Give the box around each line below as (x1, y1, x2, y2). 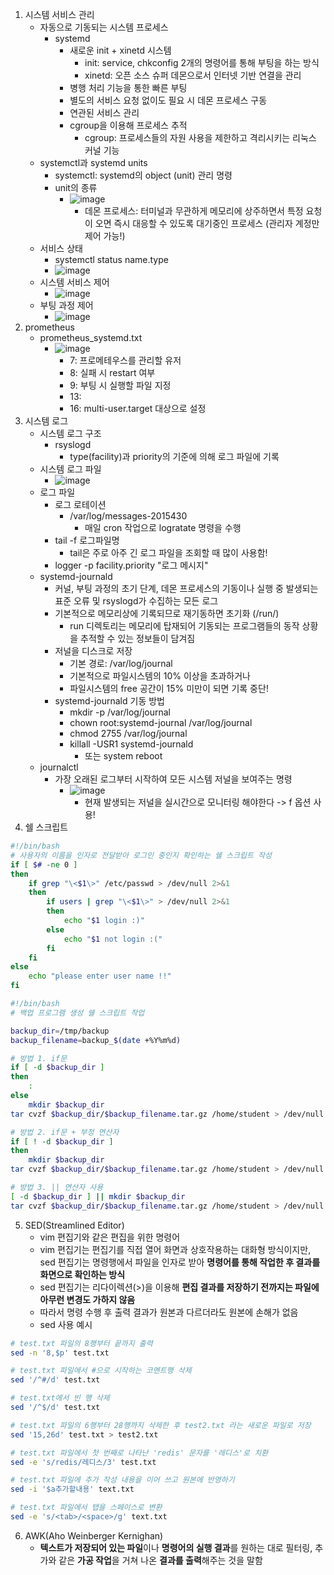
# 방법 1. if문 (10, 1053, 68, 1063)
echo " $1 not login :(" (63, 934, 163, 944)
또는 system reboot (84, 750, 163, 762)
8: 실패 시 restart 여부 (69, 367, 156, 378)
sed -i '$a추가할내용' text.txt (10, 1484, 135, 1495)
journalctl (39, 761, 79, 773)
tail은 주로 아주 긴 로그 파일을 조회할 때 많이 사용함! (69, 547, 268, 558)
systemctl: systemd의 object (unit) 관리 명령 (54, 169, 233, 181)
